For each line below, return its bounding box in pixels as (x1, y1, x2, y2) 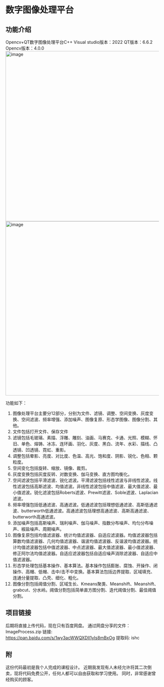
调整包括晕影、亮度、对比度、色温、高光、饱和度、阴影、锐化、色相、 (12, 453, 154, 458)
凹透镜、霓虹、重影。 (25, 447, 69, 453)
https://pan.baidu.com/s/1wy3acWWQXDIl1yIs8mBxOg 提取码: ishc (5, 634, 140, 641)
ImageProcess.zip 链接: (5, 629, 53, 634)
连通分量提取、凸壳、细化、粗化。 (12, 575, 81, 580)
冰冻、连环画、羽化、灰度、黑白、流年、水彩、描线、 (46, 441, 154, 446)
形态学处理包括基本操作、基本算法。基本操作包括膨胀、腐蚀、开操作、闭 (12, 563, 158, 568)
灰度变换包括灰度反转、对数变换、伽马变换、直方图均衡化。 (12, 471, 132, 477)
